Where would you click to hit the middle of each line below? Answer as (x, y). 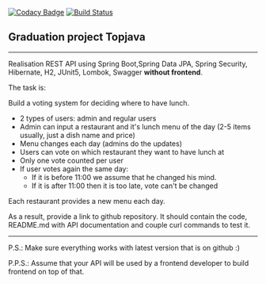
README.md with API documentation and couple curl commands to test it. (129, 225)
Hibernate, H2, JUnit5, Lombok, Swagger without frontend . (106, 72)
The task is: (27, 87)
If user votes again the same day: (74, 169)
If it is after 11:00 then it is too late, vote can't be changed (125, 186)
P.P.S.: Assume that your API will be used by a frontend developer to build (129, 263)
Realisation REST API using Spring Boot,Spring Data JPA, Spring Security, (128, 63)
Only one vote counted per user (72, 160)
